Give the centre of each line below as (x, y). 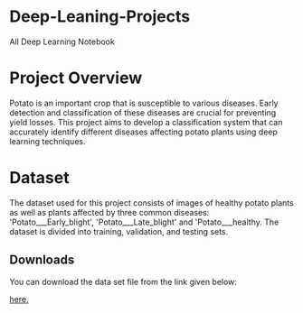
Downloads (42, 260)
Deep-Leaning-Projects (100, 17)
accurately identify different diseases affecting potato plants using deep (144, 132)
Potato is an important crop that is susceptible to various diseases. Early (144, 103)
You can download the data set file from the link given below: (123, 281)
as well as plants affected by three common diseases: (109, 212)
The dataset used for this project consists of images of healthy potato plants (151, 203)
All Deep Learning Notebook (62, 41)
